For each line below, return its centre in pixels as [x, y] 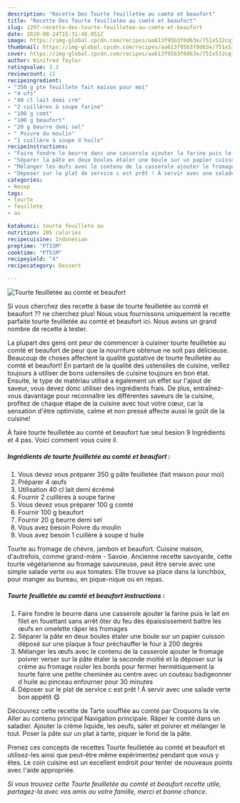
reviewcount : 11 [31, 74]
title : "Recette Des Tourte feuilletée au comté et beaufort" [102, 21]
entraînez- [209, 388]
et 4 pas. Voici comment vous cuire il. [62, 440]
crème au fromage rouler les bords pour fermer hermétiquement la [116, 666]
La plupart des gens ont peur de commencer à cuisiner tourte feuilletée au [117, 343]
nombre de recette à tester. [47, 329]
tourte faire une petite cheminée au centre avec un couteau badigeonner [125, 674]
